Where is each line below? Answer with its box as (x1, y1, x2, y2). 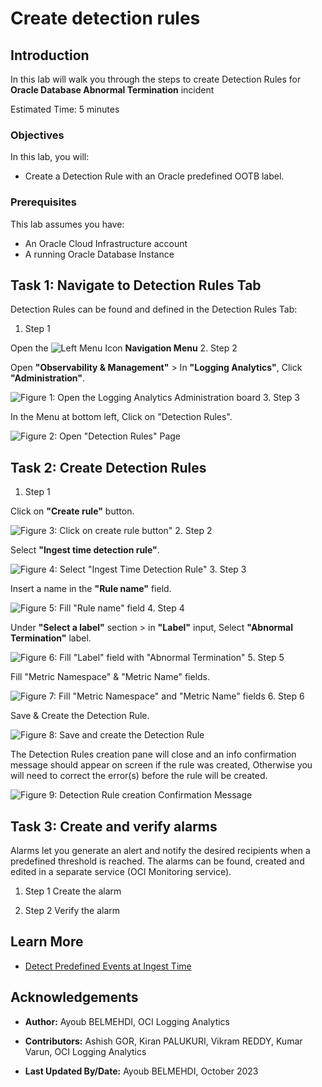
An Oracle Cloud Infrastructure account (24, 237, 188, 249)
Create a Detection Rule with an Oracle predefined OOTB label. (24, 170, 285, 182)
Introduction (10, 47, 90, 64)
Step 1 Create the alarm (24, 885, 122, 897)
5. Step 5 (247, 652, 285, 664)
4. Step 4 (147, 602, 185, 614)
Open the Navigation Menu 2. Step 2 (10, 342, 238, 354)
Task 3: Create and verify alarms (10, 818, 218, 835)
